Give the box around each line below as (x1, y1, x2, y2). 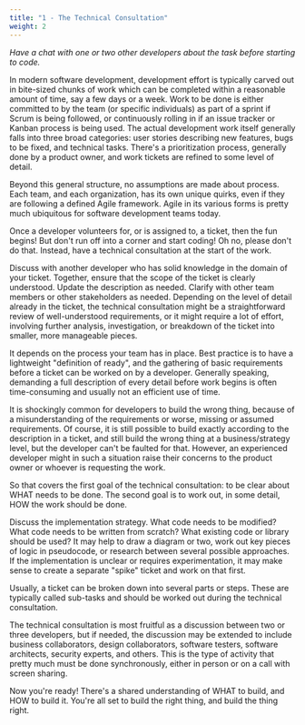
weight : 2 (9, 22, 47, 31)
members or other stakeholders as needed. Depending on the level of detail (9, 291, 292, 302)
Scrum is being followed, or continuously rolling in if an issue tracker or (9, 113, 275, 124)
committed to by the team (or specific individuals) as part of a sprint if (9, 103, 271, 114)
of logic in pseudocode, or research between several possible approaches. (9, 545, 290, 556)
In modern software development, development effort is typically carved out (9, 74, 295, 85)
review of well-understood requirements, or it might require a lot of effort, (9, 310, 284, 321)
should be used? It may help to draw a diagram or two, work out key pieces (9, 536, 290, 547)
